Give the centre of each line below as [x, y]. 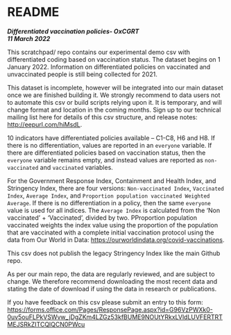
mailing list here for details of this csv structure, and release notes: [102, 117]
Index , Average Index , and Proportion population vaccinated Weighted [109, 196]
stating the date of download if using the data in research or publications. [112, 289]
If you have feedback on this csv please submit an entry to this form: [105, 302]
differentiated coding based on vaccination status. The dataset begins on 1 [114, 59]
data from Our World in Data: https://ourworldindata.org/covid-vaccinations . [116, 239]
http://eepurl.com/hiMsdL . [45, 124]
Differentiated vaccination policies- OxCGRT [73, 31]
